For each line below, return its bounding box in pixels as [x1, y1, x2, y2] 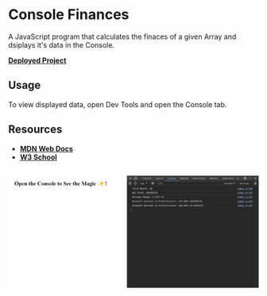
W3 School [19, 152, 57, 162]
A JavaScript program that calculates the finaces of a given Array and [8, 32, 237, 41]
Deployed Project [8, 56, 67, 65]
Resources [8, 123, 63, 136]
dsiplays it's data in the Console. [8, 40, 115, 49]
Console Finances [8, 6, 130, 24]
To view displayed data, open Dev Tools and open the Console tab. [8, 99, 227, 109]
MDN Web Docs [19, 144, 74, 153]
